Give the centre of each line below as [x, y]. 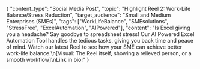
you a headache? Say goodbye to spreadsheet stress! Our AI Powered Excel [100, 34]
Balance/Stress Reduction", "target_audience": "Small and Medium [89, 15]
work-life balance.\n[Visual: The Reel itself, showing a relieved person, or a [99, 53]
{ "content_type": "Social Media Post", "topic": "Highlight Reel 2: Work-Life [98, 9]
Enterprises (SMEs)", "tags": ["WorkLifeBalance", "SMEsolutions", [87, 21]
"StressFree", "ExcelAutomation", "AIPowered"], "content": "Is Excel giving [98, 28]
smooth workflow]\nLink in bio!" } [48, 60]
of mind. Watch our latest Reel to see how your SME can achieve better [94, 47]
